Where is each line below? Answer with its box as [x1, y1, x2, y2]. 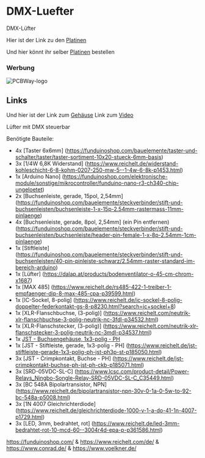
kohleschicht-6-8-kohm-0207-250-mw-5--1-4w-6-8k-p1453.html [15, 166, 182, 174]
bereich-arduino [15, 264, 56, 271]
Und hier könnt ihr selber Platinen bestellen [6, 48, 115, 56]
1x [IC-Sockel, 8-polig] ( [15, 297, 76, 304]
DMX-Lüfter [6, 24, 37, 32]
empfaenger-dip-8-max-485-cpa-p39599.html [15, 290, 134, 297]
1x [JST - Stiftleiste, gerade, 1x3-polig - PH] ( [15, 342, 128, 349]
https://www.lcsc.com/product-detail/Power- [76, 368, 190, 375]
